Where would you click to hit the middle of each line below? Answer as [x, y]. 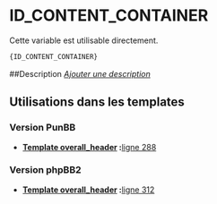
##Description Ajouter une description [80, 73]
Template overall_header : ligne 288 [89, 147]
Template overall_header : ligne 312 [88, 190]
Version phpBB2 [46, 170]
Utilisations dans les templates [97, 102]
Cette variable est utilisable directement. [84, 40]
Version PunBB [43, 128]
